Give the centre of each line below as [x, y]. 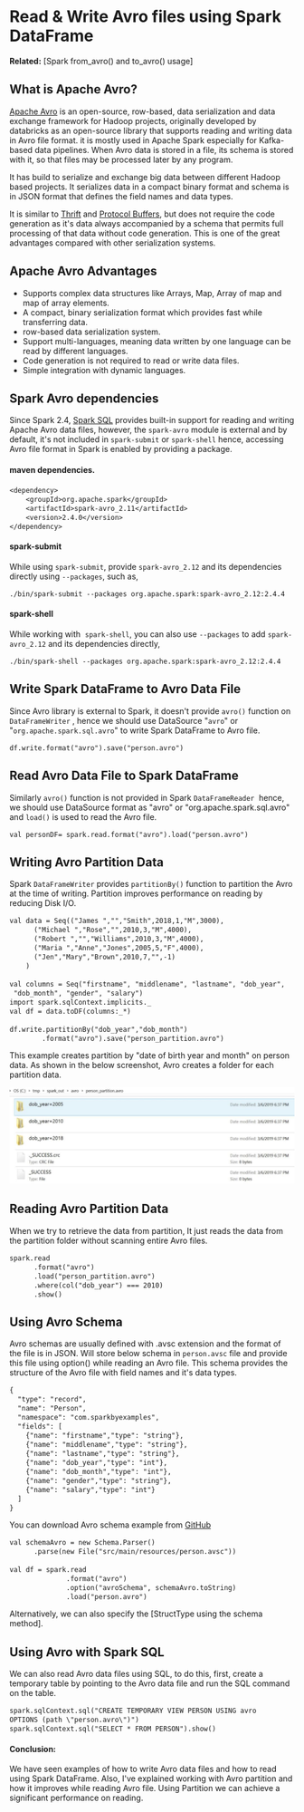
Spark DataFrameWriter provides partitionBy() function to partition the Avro [151, 884]
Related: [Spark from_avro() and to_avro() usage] [101, 61]
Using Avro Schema [66, 1321]
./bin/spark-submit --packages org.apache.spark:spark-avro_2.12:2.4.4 [147, 594]
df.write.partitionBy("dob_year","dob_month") [99, 1030]
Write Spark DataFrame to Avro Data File [125, 689]
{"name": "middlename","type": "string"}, [107, 1445]
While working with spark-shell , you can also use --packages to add [138, 634]
